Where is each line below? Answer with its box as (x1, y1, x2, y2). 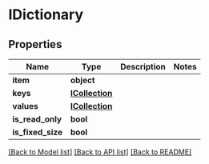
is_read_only (12, 114, 62, 125)
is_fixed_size (12, 126, 62, 138)
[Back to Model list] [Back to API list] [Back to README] (8, 147, 192, 157)
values (12, 101, 38, 111)
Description (119, 62, 167, 72)
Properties (8, 38, 62, 51)
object (70, 74, 95, 86)
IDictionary (8, 6, 84, 24)
